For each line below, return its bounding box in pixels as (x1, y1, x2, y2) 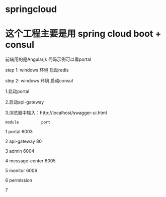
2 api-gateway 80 (5, 138, 42, 144)
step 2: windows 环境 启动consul (5, 78, 73, 84)
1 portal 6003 (5, 129, 33, 135)
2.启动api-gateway (5, 99, 44, 105)
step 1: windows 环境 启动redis (5, 67, 69, 73)
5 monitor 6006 (5, 167, 38, 174)
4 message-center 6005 (5, 158, 56, 164)
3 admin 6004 (5, 148, 35, 154)
